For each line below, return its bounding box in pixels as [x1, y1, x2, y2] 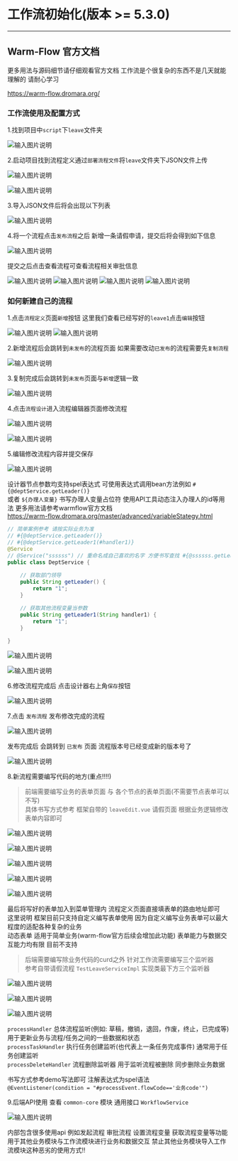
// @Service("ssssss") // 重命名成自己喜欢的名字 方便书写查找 [7, 552, 180, 559]
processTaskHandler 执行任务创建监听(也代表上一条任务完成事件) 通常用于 [7, 1042, 222, 1051]
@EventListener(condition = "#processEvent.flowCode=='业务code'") [7, 1085, 209, 1092]
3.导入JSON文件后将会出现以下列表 [7, 201, 111, 210]
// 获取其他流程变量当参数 [20, 604, 88, 611]
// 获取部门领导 [20, 572, 62, 579]
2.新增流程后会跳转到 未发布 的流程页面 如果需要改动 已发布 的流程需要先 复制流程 [7, 344, 229, 353]
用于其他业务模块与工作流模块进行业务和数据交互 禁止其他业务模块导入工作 [7, 1137, 227, 1145]
